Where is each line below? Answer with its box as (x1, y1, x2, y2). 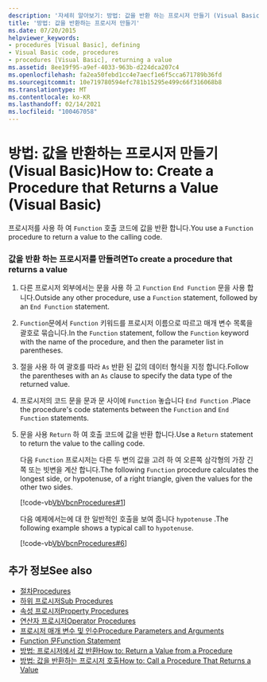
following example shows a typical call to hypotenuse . (19, 523, 194, 533)
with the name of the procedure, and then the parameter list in (19, 337, 224, 347)
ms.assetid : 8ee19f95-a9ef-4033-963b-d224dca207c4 (8, 64, 180, 72)
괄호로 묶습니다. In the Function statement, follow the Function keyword (19, 328, 249, 338)
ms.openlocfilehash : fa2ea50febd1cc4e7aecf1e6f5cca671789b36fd (8, 71, 222, 79)
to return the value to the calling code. (19, 438, 145, 448)
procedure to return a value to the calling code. (8, 232, 163, 241)
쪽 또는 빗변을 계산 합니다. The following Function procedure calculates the (19, 465, 259, 474)
